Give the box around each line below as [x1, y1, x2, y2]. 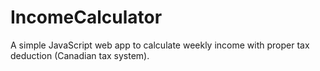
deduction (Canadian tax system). [10, 49, 150, 61]
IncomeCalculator [10, 6, 163, 29]
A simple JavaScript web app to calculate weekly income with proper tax [10, 39, 310, 51]
